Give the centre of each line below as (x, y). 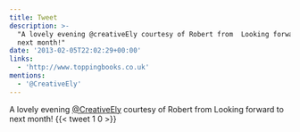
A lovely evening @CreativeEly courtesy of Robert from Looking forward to (146, 109)
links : (21, 59)
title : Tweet (33, 17)
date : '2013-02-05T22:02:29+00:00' (75, 51)
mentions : (28, 76)
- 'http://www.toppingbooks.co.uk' (83, 68)
